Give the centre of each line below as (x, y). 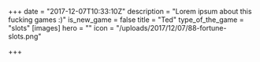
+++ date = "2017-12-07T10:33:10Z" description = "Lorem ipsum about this (130, 11)
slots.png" (25, 36)
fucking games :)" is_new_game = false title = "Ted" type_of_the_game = (126, 20)
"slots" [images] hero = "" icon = (61, 28)
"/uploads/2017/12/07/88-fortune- (171, 28)
